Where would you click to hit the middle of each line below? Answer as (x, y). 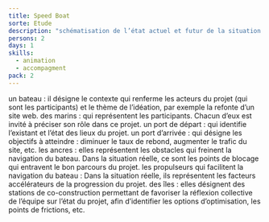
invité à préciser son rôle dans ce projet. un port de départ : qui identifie (128, 124)
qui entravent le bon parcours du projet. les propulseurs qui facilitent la (126, 166)
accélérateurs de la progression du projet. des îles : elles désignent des (127, 184)
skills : (21, 53)
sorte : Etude (30, 23)
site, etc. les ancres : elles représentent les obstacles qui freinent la (120, 150)
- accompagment (41, 68)
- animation (36, 61)
